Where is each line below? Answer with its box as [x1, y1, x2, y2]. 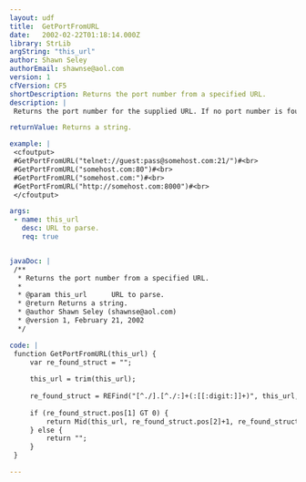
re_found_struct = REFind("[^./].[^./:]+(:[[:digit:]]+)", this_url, [29, 392, 300, 401]
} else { [29, 426, 64, 435]
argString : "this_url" [9, 47, 96, 56]
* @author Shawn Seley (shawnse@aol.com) [17, 307, 178, 317]
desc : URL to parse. [21, 224, 100, 233]
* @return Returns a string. [17, 299, 128, 308]
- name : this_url [13, 215, 79, 224]
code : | [9, 341, 39, 350]
